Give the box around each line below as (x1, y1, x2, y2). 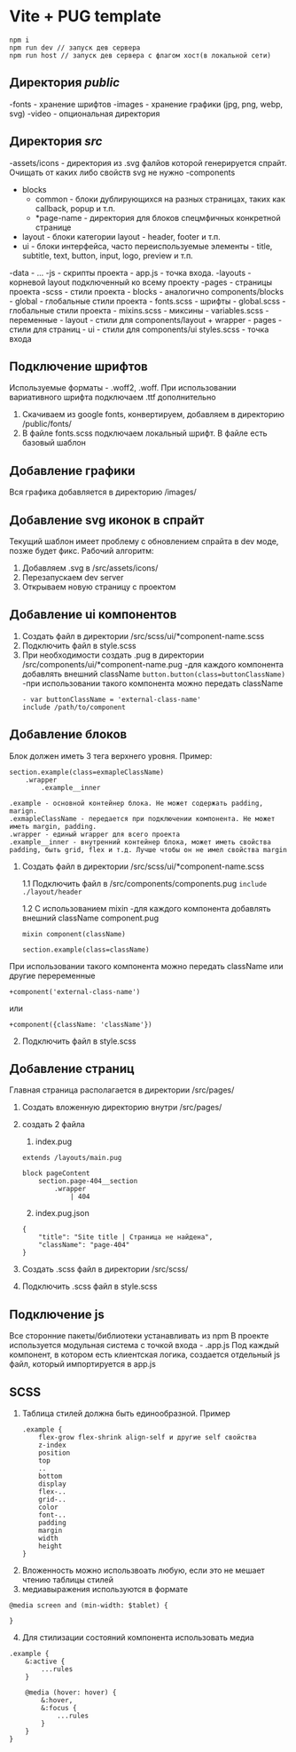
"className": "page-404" (38, 1241, 130, 1250)
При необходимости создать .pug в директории (21, 650, 205, 660)
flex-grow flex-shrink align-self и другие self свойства (38, 1433, 257, 1442)
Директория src (9, 134, 103, 149)
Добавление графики (9, 463, 136, 478)
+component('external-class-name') (9, 987, 141, 996)
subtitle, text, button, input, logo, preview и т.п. (21, 250, 193, 261)
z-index (38, 1440, 66, 1450)
